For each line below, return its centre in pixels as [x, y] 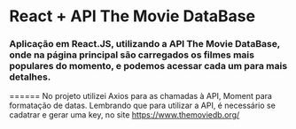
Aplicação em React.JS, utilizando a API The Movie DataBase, [145, 44]
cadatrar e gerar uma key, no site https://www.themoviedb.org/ [125, 115]
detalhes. [30, 77]
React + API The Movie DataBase [132, 16]
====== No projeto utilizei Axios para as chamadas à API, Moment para [141, 96]
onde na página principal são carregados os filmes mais [132, 55]
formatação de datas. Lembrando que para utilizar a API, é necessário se [143, 106]
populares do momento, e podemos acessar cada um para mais [148, 66]
